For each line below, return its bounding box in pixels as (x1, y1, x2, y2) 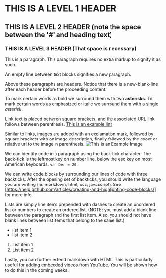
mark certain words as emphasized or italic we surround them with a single (5, 101, 159, 107)
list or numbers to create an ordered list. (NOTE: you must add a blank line (5, 206, 157, 213)
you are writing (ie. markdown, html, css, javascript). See (5, 181, 121, 187)
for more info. (5, 191, 33, 198)
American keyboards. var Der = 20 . (5, 161, 78, 167)
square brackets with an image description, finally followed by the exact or (5, 136, 158, 141)
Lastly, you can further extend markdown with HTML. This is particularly (5, 256, 153, 262)
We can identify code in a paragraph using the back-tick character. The (5, 150, 151, 156)
